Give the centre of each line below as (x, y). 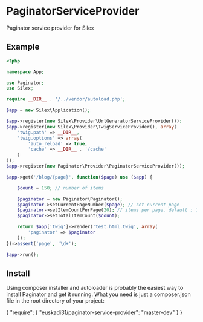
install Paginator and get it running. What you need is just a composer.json (99, 294)
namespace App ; (25, 72)
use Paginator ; (25, 83)
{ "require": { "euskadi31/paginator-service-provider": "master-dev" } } (94, 312)
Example (23, 47)
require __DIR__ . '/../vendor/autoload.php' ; (66, 99)
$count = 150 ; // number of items (60, 188)
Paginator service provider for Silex (50, 28)
